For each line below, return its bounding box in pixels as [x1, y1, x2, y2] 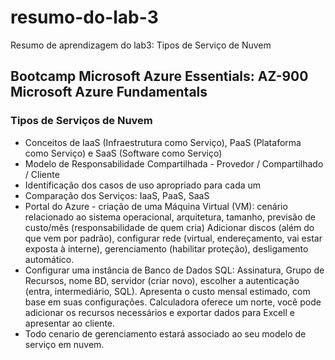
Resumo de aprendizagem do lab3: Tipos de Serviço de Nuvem [10, 39, 272, 51]
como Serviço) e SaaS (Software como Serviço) [24, 147, 223, 159]
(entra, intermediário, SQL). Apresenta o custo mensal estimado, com [24, 285, 311, 297]
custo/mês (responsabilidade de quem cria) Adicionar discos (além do [24, 221, 315, 233]
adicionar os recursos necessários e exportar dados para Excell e [24, 306, 295, 318]
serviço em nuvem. [24, 338, 105, 350]
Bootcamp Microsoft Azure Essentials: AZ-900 [10, 68, 309, 85]
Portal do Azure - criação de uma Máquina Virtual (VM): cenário [24, 200, 288, 212]
